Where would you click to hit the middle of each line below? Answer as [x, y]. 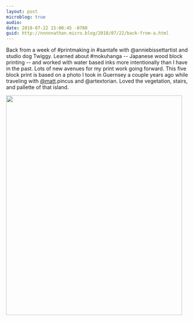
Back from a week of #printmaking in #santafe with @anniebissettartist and [97, 50]
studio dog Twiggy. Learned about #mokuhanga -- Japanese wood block [94, 56]
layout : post [22, 11]
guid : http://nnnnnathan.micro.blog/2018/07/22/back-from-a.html [87, 33]
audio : [14, 22]
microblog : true [26, 17]
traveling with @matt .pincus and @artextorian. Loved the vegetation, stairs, [97, 81]
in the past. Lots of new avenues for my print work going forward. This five [96, 69]
